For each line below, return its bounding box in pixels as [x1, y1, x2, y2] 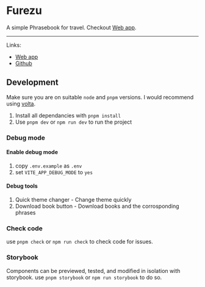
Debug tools [6, 182, 38, 190]
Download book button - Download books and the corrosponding [15, 202, 179, 210]
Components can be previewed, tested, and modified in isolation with [6, 267, 181, 274]
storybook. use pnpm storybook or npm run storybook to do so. [6, 274, 162, 281]
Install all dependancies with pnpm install [15, 112, 121, 119]
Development [6, 77, 59, 88]
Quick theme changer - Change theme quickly [15, 196, 132, 204]
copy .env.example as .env [15, 162, 82, 169]
